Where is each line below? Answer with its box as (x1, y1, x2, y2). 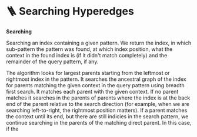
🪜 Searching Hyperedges (6, 5, 134, 18)
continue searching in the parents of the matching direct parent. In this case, (6, 119, 192, 126)
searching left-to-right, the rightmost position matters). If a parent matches (6, 107, 188, 114)
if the (6, 125, 19, 132)
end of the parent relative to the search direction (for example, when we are (6, 100, 190, 107)
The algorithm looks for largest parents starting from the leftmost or (6, 69, 170, 76)
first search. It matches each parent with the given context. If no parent (6, 88, 179, 95)
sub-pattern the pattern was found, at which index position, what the (6, 45, 173, 53)
